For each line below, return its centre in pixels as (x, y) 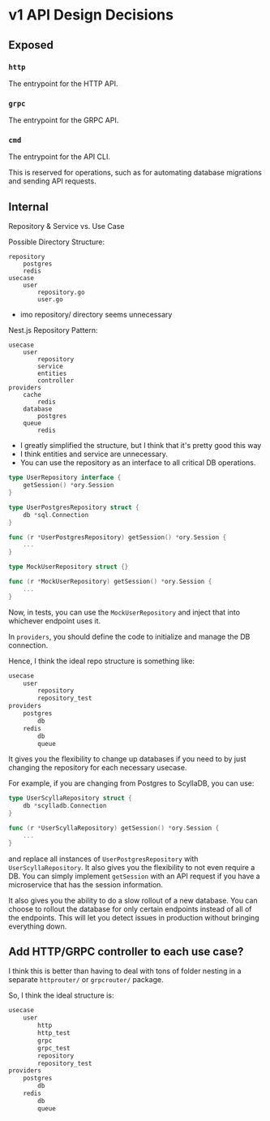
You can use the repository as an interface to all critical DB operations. (138, 463)
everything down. (38, 926)
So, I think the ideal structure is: (61, 995)
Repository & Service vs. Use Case (66, 226)
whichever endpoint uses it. (55, 621)
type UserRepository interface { (65, 478)
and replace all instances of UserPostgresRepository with (103, 859)
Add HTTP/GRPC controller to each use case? (126, 952)
